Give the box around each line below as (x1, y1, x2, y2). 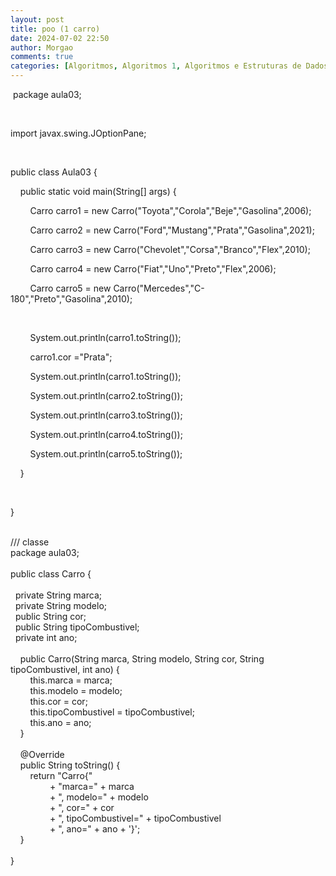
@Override (19, 749, 65, 760)
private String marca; (14, 589, 102, 601)
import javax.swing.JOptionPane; (10, 127, 147, 139)
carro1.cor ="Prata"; (29, 351, 113, 363)
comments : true (10, 52, 74, 62)
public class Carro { (10, 568, 92, 580)
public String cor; (14, 611, 87, 622)
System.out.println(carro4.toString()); (29, 429, 183, 440)
